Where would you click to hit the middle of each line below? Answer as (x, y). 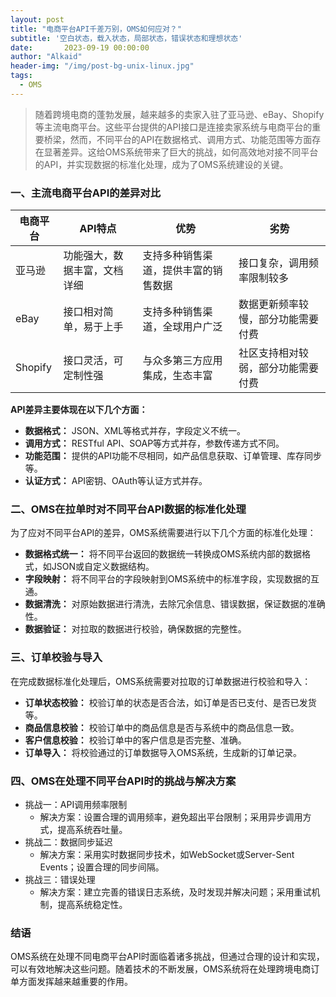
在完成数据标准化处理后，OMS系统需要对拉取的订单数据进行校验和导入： (161, 681)
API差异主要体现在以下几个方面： (79, 410)
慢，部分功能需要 (279, 319)
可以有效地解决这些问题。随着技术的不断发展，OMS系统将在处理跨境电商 (161, 969)
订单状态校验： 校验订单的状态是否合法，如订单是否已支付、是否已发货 (170, 702)
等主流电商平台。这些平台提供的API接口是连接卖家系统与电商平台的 (173, 127)
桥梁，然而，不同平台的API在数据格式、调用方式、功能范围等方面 (178, 139)
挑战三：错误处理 (60, 879)
